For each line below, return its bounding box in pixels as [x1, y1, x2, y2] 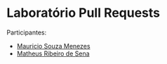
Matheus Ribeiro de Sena [16, 49, 90, 58]
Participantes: [6, 28, 47, 37]
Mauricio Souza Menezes [16, 41, 91, 50]
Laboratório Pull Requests [6, 5, 161, 21]
